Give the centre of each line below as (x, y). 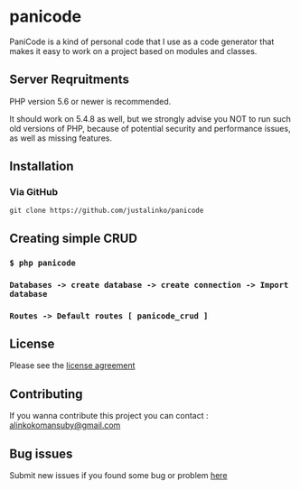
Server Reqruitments (69, 80)
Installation (42, 166)
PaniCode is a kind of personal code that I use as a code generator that (142, 42)
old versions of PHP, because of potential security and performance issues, (150, 128)
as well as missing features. (61, 138)
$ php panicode (43, 263)
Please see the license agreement (72, 365)
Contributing (46, 394)
